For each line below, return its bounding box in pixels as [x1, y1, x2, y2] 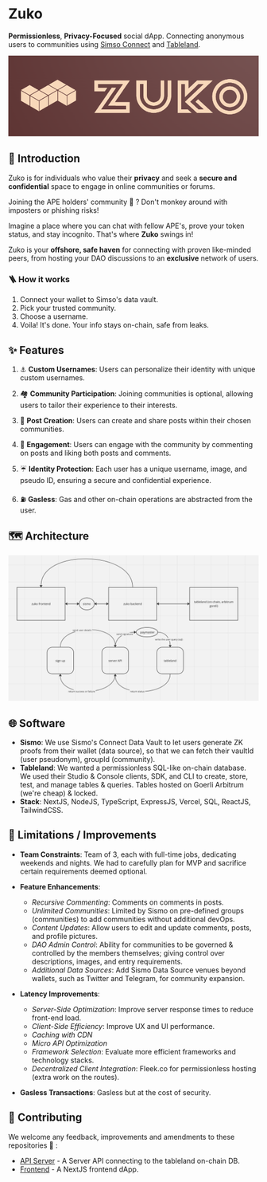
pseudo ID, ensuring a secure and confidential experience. [19, 476, 212, 485]
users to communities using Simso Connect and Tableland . [8, 39, 201, 49]
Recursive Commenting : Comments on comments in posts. [31, 897, 224, 907]
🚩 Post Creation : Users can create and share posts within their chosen [19, 416, 252, 426]
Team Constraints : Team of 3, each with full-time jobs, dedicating [19, 850, 237, 859]
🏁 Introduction [8, 152, 81, 166]
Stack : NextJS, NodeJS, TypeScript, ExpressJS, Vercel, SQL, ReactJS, [19, 797, 252, 806]
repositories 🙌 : [8, 1141, 58, 1150]
